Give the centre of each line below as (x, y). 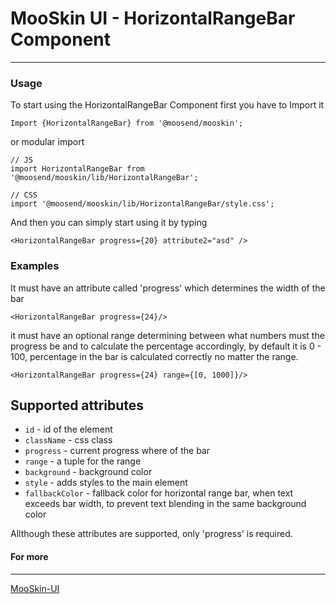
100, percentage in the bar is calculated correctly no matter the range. (154, 356)
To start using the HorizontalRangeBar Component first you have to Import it (167, 105)
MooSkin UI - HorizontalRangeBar (153, 18)
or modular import (47, 142)
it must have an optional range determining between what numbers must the (167, 335)
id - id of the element (68, 429)
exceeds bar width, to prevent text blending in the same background (165, 504)
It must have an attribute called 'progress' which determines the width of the (168, 288)
